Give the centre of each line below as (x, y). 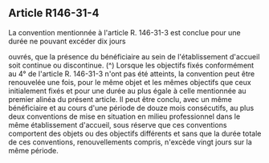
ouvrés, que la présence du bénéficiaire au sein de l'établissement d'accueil (134, 56)
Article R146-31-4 (54, 13)
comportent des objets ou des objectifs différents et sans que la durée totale (135, 133)
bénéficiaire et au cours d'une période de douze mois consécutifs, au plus (131, 108)
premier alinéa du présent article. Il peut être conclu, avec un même (120, 99)
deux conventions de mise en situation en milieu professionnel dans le (124, 116)
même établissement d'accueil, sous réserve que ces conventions (118, 124)
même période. (33, 150)
